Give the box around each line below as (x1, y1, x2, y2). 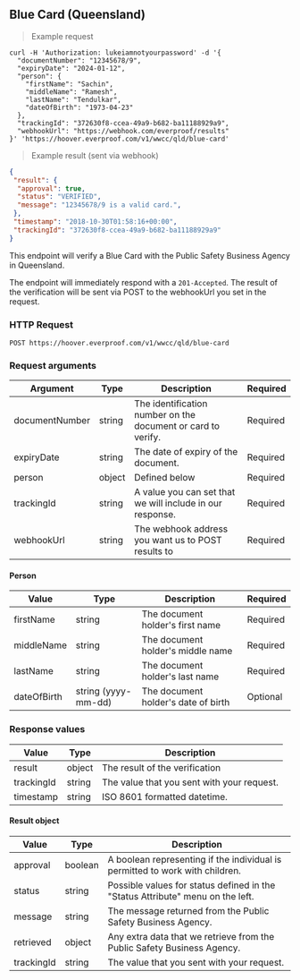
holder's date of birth (141, 696, 230, 709)
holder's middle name (141, 644, 233, 657)
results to (133, 545, 174, 558)
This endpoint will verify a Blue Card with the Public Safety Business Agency (9, 250, 290, 260)
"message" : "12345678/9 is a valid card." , (17, 200, 181, 209)
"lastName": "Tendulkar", (25, 95, 122, 104)
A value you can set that (133, 486, 236, 499)
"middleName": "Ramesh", (25, 87, 118, 97)
